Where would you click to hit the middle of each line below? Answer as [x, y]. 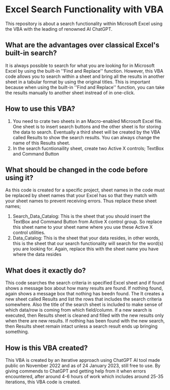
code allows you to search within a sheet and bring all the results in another [85, 76]
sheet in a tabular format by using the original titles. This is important [78, 82]
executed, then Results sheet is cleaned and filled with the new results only [84, 315]
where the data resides [37, 254]
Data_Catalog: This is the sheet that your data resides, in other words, [86, 238]
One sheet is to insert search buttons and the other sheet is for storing [87, 126]
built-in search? [31, 53]
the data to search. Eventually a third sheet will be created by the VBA [86, 132]
